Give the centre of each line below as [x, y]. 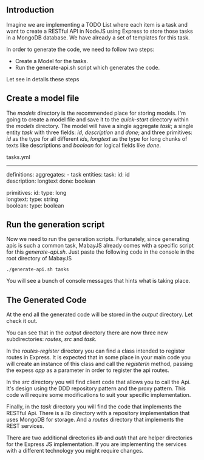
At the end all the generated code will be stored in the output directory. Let [100, 314]
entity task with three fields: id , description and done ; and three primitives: [100, 132]
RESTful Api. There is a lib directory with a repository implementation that [98, 413]
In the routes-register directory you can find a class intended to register [96, 351]
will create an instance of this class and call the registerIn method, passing [100, 364]
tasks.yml [18, 157]
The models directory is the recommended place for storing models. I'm [96, 113]
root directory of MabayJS [39, 259]
